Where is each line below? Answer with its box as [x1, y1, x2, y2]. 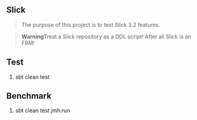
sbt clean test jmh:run [15, 107, 70, 115]
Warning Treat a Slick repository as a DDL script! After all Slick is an [21, 33, 191, 40]
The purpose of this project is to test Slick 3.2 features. [21, 21, 160, 28]
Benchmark [6, 91, 52, 101]
